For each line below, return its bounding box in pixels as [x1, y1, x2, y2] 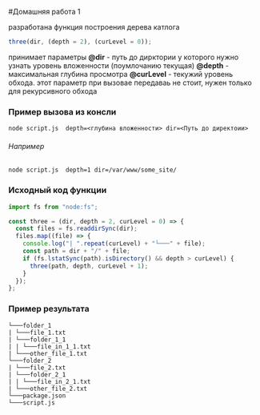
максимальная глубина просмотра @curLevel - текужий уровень [8, 69, 234, 79]
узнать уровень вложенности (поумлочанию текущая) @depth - [8, 60, 230, 71]
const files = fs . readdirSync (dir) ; [15, 224, 138, 233]
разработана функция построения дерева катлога [8, 22, 180, 31]
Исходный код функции [8, 184, 107, 195]
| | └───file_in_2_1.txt [8, 377, 91, 385]
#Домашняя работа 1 [8, 7, 81, 16]
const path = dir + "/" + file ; [22, 248, 130, 256]
